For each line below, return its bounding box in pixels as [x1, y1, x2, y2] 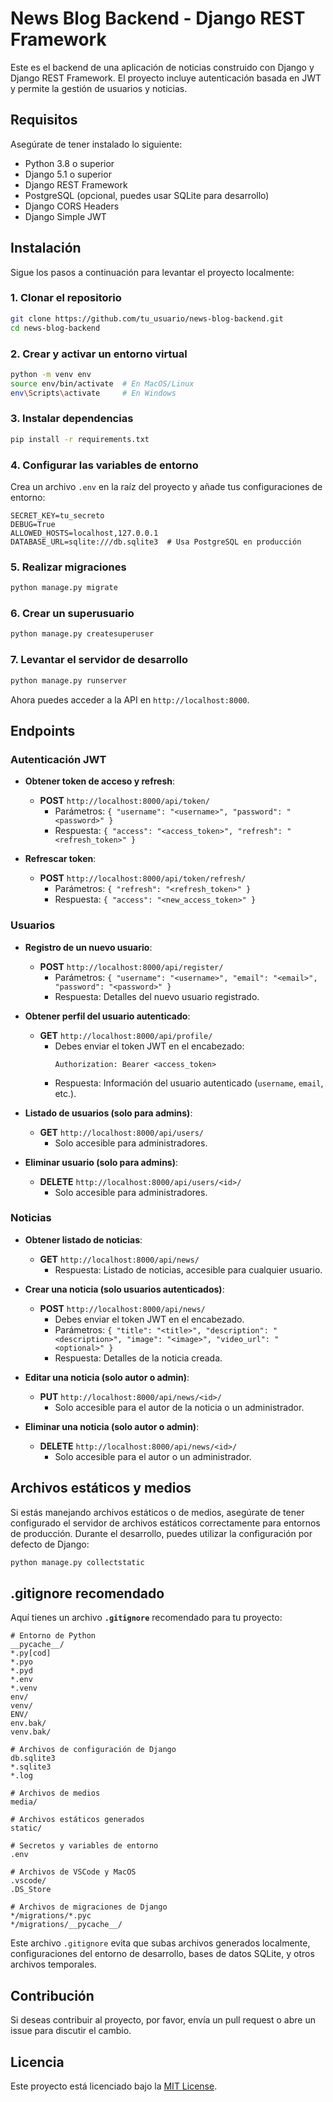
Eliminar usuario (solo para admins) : [24, 1156, 179, 1168]
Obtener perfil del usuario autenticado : [24, 1010, 191, 1022]
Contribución [10, 1987, 95, 2004]
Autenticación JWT [10, 752, 107, 766]
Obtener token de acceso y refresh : [24, 775, 176, 787]
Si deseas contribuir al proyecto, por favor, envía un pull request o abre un [10, 2014, 316, 2026]
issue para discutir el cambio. [10, 2025, 132, 2037]
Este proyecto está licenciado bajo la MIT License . [10, 2080, 218, 2092]
